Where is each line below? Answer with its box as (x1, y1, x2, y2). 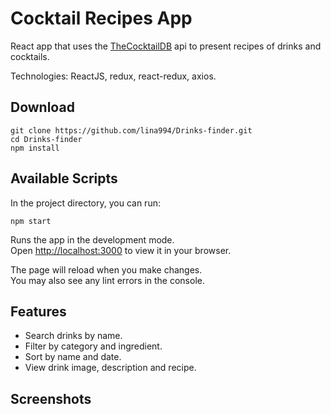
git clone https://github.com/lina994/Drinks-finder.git (10, 125, 253, 136)
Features (10, 303, 67, 320)
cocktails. (10, 50, 50, 62)
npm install (10, 143, 60, 153)
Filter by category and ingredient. (24, 340, 163, 352)
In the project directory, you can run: (10, 197, 161, 209)
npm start (10, 216, 52, 226)
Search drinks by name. (24, 330, 123, 342)
